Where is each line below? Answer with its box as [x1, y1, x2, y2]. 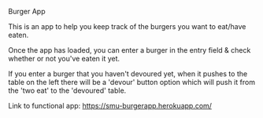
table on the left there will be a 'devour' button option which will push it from [8, 78, 256, 87]
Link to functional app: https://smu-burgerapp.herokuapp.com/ [8, 101, 213, 110]
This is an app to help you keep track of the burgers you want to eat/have [8, 22, 246, 31]
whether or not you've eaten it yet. [8, 54, 120, 63]
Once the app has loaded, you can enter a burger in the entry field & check [8, 46, 251, 54]
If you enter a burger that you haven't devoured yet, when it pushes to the [8, 69, 248, 78]
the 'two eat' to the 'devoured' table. [8, 86, 127, 95]
